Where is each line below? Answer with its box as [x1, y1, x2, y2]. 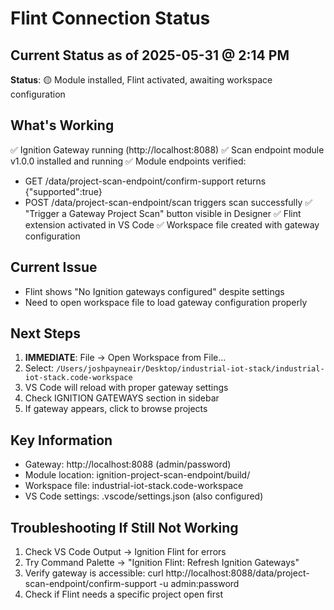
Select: [24, 362, 55, 374]
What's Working [10, 117, 115, 134]
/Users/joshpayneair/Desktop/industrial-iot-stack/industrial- [56, 364, 325, 374]
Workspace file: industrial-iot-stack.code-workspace [24, 480, 244, 492]
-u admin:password [158, 578, 240, 590]
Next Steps [10, 325, 81, 342]
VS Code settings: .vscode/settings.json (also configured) [24, 490, 264, 502]
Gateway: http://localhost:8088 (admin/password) [24, 458, 232, 471]
